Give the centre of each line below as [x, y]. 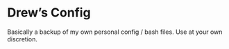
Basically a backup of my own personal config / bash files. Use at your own [115, 32]
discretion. [23, 39]
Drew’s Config [49, 13]
